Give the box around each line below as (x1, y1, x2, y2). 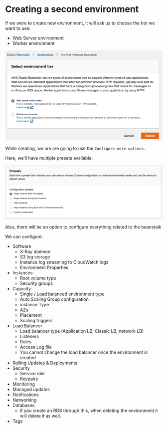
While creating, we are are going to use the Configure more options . (5, 146, 146, 152)
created (19, 355, 36, 361)
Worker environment (12, 40, 55, 46)
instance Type (19, 302, 49, 308)
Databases (12, 403, 35, 409)
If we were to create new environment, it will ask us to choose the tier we (5, 20, 156, 26)
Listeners (19, 333, 39, 340)
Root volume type (19, 275, 56, 281)
